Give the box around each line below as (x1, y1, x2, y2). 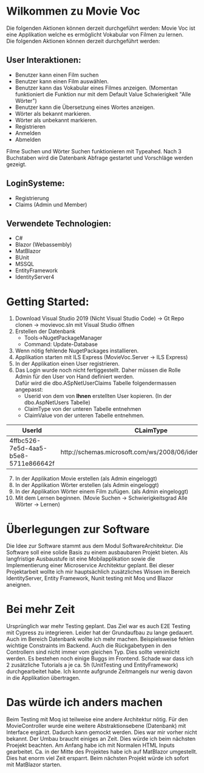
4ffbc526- (9, 436, 41, 445)
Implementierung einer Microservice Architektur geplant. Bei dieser (6, 562, 175, 569)
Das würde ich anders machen (6, 696, 163, 710)
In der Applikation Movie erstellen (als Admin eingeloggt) (15, 475, 158, 482)
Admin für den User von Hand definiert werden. (15, 373, 135, 380)
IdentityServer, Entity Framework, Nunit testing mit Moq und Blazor (6, 575, 174, 582)
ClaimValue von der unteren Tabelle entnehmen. (24, 412, 144, 419)
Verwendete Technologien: (6, 218, 111, 229)
